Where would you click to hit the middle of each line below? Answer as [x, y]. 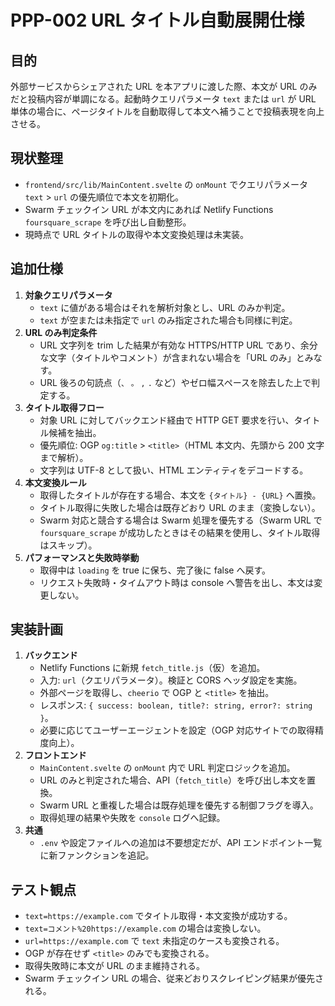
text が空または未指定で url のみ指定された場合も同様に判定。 [168, 320]
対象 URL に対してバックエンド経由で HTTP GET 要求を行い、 [167, 420]
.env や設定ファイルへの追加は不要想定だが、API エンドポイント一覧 [181, 843]
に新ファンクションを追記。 [97, 855]
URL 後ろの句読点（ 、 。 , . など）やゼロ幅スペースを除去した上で [175, 382]
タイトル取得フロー [64, 407]
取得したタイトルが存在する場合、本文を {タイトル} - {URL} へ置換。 [180, 495]
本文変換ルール [55, 482]
